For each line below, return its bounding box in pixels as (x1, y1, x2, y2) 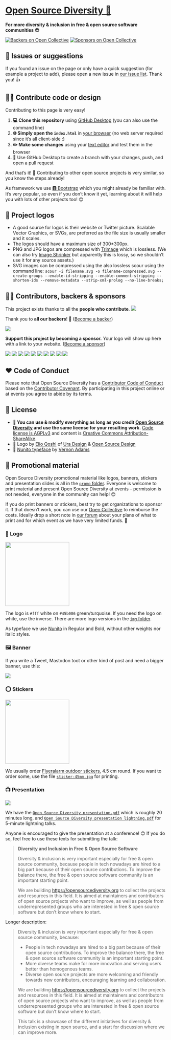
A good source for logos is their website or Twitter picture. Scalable (12, 225, 155, 231)
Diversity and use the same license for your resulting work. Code (12, 424, 154, 430)
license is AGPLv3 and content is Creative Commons (12, 430, 124, 436)
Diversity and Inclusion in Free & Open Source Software (17, 846, 138, 852)
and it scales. (12, 235, 41, 242)
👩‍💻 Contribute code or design (5, 93, 101, 102)
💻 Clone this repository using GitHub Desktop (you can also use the (12, 117, 158, 123)
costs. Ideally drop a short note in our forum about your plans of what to (5, 512, 157, 518)
